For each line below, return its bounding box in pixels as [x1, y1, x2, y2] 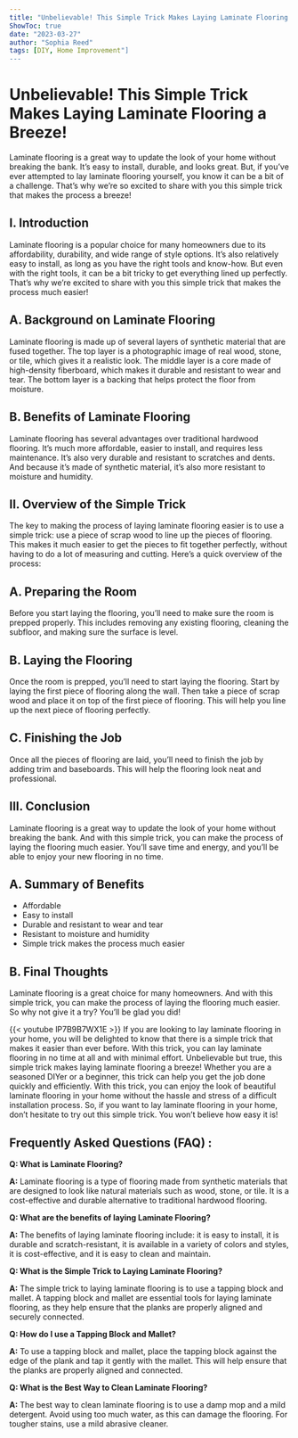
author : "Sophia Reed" [9, 37, 93, 47]
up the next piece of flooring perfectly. [9, 704, 151, 715]
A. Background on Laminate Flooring [9, 313, 216, 328]
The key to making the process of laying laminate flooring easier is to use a [9, 521, 285, 531]
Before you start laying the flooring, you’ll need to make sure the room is [9, 608, 274, 619]
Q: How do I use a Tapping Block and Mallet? [9, 1329, 176, 1339]
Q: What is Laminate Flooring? [9, 1159, 123, 1169]
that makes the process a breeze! [9, 190, 132, 201]
